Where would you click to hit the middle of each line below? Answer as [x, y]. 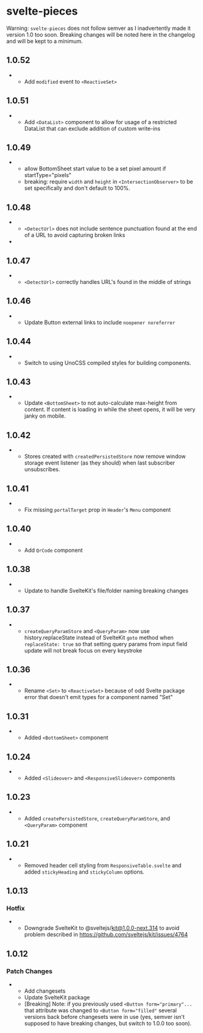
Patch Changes [30, 971]
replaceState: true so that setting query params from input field [106, 644]
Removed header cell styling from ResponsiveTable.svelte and [103, 865]
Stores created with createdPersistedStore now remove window [105, 457]
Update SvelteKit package [57, 997]
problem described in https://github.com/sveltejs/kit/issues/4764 [106, 935]
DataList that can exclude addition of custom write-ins [92, 128]
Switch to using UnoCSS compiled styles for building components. [108, 363]
